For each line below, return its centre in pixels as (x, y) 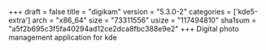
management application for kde (63, 37)
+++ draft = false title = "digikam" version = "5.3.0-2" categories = (120, 12)
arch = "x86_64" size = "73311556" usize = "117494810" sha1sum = (144, 20)
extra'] (20, 20)
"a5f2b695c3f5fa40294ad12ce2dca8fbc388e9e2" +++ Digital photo (124, 29)
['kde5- (246, 12)
